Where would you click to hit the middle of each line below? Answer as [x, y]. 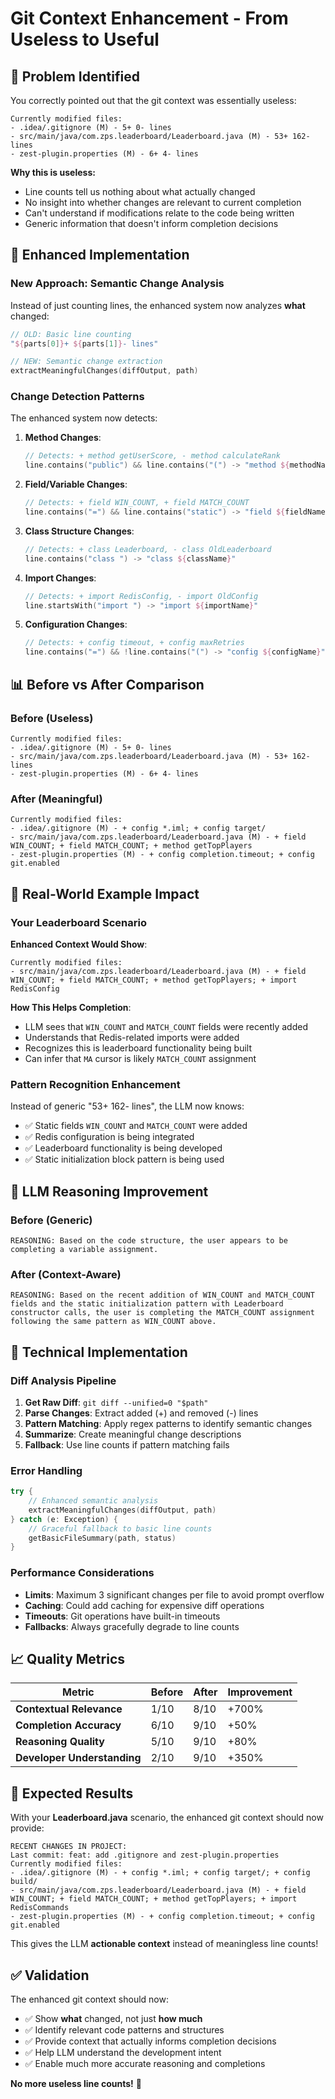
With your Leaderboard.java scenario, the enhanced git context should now [167, 1818]
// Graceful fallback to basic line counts [120, 1528]
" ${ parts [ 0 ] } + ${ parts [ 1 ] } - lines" [84, 343]
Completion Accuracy [68, 1725]
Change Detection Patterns [77, 397]
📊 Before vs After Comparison [107, 684]
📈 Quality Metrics [68, 1658]
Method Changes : [63, 438]
